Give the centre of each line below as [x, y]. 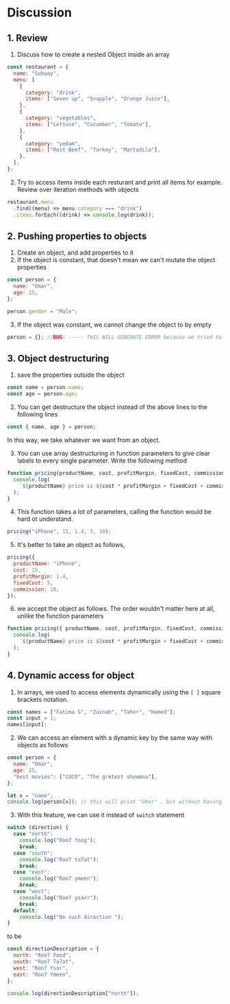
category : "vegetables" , [61, 118]
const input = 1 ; [32, 719]
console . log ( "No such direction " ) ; [72, 917]
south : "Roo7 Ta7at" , [44, 962]
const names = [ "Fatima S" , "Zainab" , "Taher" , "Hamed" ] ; [91, 712]
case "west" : [32, 891]
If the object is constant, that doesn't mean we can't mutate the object [116, 260]
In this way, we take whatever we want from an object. [84, 440]
